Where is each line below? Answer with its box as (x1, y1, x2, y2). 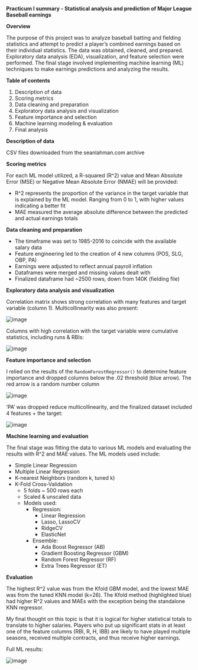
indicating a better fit (14, 202, 66, 209)
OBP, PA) (14, 256, 37, 264)
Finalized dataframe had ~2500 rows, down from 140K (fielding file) (14, 275, 180, 282)
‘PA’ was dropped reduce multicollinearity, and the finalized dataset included (6, 404, 192, 410)
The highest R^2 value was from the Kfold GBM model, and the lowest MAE (6, 585, 189, 592)
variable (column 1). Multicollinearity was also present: (6, 304, 139, 311)
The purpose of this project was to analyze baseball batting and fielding (6, 34, 181, 41)
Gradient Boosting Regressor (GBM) (41, 549, 129, 557)
